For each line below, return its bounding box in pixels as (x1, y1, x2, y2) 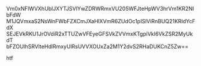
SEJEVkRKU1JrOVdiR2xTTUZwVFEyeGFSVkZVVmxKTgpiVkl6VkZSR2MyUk (6, 30, 193, 37)
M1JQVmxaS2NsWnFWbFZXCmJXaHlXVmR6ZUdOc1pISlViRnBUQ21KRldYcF (6, 18, 196, 24)
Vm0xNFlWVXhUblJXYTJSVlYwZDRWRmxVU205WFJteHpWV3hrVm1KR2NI (6, 5, 194, 12)
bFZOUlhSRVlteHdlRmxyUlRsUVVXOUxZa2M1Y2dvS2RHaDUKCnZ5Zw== (6, 43, 189, 50)
